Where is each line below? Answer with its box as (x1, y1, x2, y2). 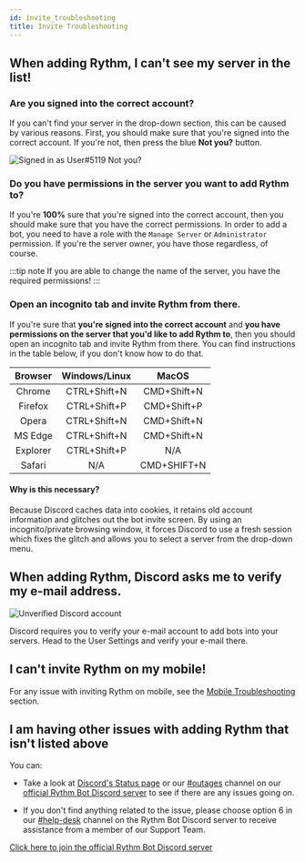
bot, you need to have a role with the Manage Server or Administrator (9, 228, 268, 239)
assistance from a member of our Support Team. (22, 825, 206, 836)
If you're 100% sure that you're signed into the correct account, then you (9, 209, 284, 220)
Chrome (15, 384, 51, 397)
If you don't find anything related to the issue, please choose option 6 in (22, 805, 293, 816)
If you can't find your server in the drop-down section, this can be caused (9, 117, 287, 128)
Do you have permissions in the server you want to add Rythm (9, 177, 290, 190)
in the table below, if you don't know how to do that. (9, 348, 204, 359)
